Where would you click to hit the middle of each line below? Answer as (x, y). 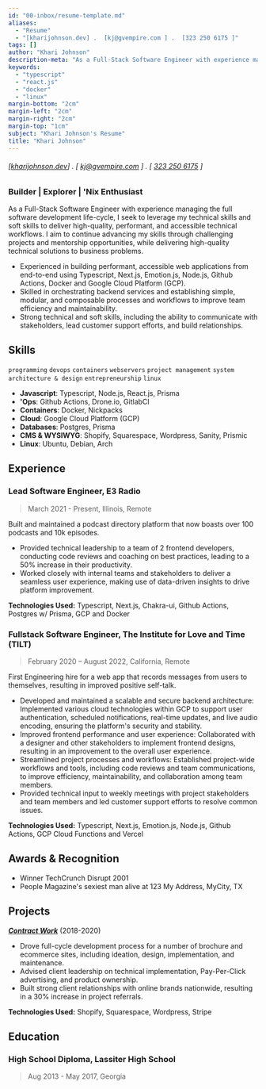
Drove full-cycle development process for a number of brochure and (131, 945)
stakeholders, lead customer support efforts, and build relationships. (131, 325)
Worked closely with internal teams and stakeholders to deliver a (125, 573)
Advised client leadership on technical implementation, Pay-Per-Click (133, 971)
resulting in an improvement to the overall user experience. (116, 751)
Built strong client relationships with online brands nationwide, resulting (136, 987)
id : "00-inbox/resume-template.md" (67, 15)
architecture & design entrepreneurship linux (85, 378)
